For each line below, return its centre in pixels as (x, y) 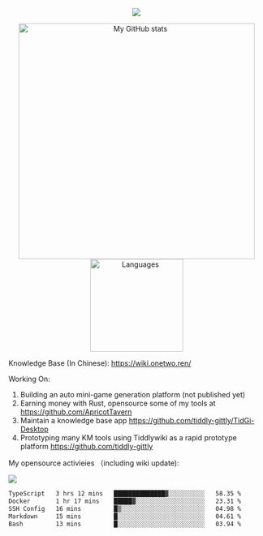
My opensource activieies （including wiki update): (94, 463)
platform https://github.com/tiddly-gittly (86, 446)
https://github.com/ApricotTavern (76, 412)
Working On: (29, 379)
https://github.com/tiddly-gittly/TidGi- (192, 420)
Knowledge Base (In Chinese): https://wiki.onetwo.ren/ (100, 363)
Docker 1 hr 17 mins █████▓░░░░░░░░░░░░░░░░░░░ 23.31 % (125, 501)
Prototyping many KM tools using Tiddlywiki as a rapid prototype (128, 437)
